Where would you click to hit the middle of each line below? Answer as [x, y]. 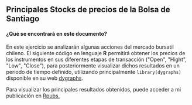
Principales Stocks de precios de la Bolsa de [88, 10]
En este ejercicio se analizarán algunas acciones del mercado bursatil [90, 47]
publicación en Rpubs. [33, 96]
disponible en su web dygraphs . [45, 78]
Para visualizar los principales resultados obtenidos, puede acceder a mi [94, 89]
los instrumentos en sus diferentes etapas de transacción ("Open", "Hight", [97, 59]
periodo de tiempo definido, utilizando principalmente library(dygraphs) [94, 72]
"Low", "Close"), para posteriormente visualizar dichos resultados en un [93, 65]
